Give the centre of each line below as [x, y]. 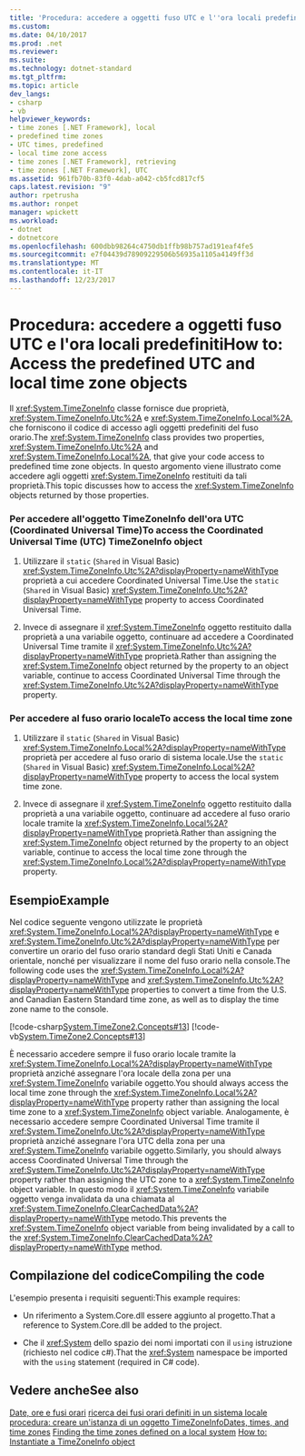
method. [147, 1248]
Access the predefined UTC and [133, 363]
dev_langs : [30, 94]
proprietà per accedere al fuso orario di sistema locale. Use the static [153, 758]
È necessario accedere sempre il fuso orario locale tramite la [123, 1054]
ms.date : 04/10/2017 [49, 35]
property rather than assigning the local [205, 1102]
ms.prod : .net [36, 43]
